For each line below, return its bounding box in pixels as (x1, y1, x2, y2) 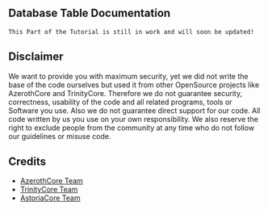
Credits (8, 155, 47, 169)
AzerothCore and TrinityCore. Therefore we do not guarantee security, (8, 88, 243, 98)
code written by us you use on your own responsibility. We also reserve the (8, 114, 258, 124)
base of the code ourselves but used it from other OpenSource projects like (8, 80, 260, 90)
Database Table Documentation (8, 6, 171, 20)
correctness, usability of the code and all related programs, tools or (8, 97, 232, 107)
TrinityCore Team (19, 185, 78, 195)
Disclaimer (8, 50, 64, 64)
